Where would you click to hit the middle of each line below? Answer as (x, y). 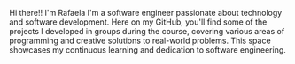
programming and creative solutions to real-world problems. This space (140, 40)
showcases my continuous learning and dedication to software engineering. (147, 50)
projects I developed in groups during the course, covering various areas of (147, 31)
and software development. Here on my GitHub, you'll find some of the (138, 22)
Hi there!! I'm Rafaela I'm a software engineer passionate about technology (146, 13)
